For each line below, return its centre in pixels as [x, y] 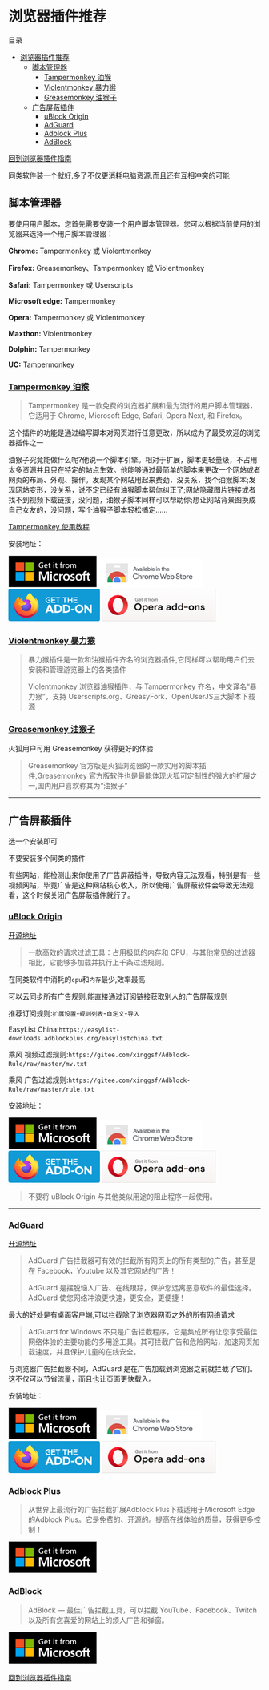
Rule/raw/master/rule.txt [51, 1089]
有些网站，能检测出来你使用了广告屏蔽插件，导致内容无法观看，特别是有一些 [134, 875]
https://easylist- [89, 1030]
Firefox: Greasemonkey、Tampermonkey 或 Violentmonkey [106, 268]
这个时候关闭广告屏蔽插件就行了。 [78, 895]
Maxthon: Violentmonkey [50, 333]
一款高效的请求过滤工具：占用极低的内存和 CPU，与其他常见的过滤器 [142, 952]
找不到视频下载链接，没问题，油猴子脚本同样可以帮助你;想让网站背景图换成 [132, 500]
